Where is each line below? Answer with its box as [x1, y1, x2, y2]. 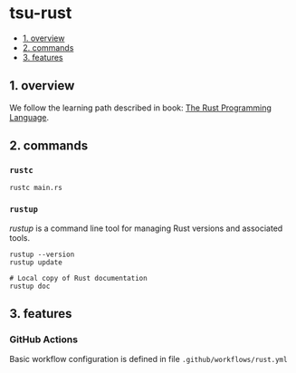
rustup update [9, 257, 63, 267]
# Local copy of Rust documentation [9, 273, 148, 282]
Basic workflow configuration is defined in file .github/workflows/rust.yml [9, 354, 288, 365]
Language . [9, 111, 50, 122]
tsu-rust [9, 3, 72, 24]
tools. [9, 232, 31, 243]
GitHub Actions [9, 333, 79, 346]
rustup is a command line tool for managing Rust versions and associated [9, 223, 283, 234]
